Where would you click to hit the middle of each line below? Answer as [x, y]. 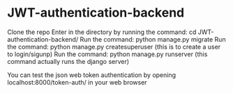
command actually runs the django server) [68, 61]
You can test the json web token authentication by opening [92, 75]
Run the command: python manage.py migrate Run [153, 39]
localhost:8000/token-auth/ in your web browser [77, 82]
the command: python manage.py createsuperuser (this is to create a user [114, 46]
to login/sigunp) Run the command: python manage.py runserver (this [107, 54]
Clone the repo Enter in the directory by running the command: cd [102, 32]
